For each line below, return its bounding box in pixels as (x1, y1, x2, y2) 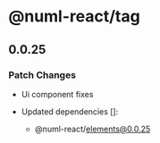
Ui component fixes (21, 88, 94, 99)
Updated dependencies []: (21, 105, 119, 117)
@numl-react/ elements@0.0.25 (34, 123, 151, 134)
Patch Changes (8, 69, 77, 81)
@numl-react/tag (8, 6, 140, 27)
